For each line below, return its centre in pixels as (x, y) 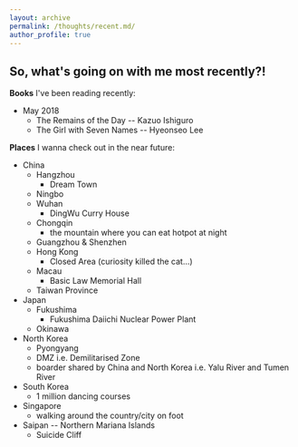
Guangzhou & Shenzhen (81, 242)
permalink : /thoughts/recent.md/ (72, 26)
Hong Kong (57, 252)
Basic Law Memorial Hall (96, 281)
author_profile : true (50, 34)
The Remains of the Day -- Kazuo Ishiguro (115, 121)
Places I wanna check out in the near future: (92, 148)
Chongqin (54, 223)
